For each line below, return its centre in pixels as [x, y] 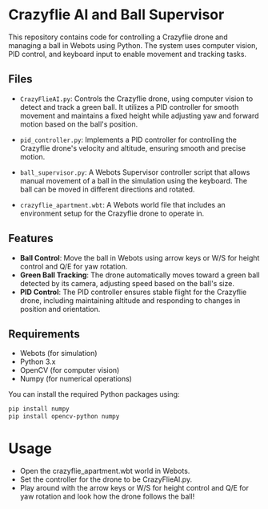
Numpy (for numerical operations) [76, 379]
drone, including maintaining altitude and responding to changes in [130, 300]
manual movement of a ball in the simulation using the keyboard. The [134, 180]
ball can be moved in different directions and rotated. [107, 189]
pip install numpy [39, 409]
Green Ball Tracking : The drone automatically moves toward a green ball [140, 275]
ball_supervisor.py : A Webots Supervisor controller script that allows [135, 172]
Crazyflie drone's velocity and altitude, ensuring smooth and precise [133, 148]
